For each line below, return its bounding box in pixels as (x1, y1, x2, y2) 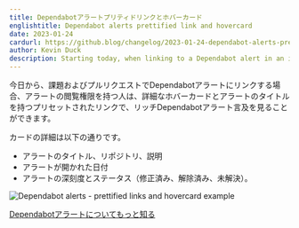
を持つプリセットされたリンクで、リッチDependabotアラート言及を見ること (9, 102, 288, 112)
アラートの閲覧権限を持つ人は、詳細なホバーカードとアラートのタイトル (24, 90, 290, 101)
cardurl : (9, 37, 42, 47)
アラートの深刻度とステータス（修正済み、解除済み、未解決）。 (21, 173, 253, 183)
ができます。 (9, 113, 56, 123)
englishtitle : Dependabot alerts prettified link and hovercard (9, 21, 253, 30)
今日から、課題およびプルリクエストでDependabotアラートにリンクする (9, 80, 273, 90)
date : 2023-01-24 (9, 29, 74, 38)
